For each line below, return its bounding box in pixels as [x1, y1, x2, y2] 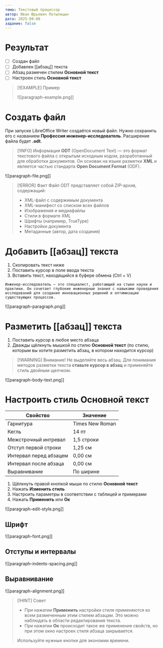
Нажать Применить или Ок [12, 497, 70, 502]
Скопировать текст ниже [12, 262, 65, 268]
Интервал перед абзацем [7, 452, 69, 459]
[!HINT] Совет [17, 597, 46, 603]
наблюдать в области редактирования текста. [24, 618, 121, 623]
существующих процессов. [5, 295, 56, 300]
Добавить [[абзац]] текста [5, 246, 118, 257]
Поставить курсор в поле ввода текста [12, 267, 94, 273]
